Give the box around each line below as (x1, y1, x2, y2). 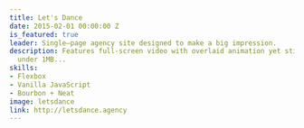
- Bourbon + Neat (9, 88, 75, 97)
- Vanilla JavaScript (9, 80, 91, 89)
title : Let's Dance (9, 13, 83, 23)
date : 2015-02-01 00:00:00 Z (9, 22, 119, 31)
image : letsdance (9, 96, 75, 106)
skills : (9, 64, 39, 73)
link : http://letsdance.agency (9, 105, 128, 114)
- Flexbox (9, 72, 47, 81)
